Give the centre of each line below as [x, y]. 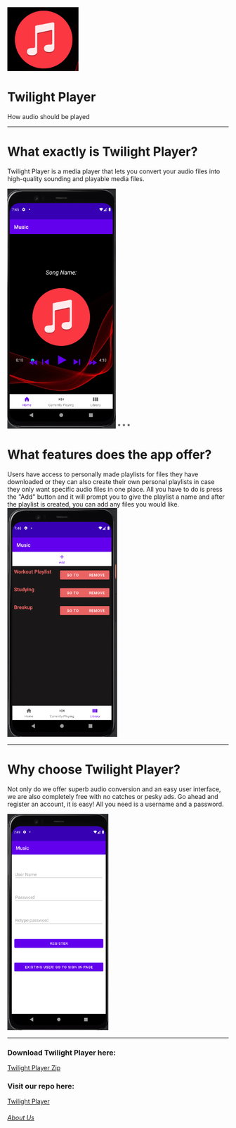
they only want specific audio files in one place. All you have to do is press [115, 489]
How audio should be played [48, 116]
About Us [21, 1117]
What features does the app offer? [110, 455]
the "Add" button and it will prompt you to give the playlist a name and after [116, 497]
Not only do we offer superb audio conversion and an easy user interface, [114, 789]
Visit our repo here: [41, 1086]
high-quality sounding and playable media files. [76, 178]
